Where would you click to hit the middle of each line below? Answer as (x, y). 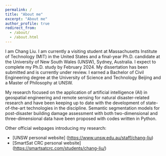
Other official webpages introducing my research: (56, 128)
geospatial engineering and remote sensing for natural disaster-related (77, 97)
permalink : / (19, 10)
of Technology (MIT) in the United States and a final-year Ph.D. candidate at (83, 56)
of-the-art (15, 108)
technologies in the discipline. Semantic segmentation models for (93, 108)
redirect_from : (21, 28)
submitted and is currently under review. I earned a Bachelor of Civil (75, 72)
